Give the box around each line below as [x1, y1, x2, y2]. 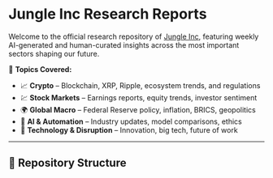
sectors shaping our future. [8, 49, 100, 58]
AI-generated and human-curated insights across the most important [8, 40, 240, 49]
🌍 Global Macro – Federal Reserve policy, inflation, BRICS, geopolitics [19, 104, 256, 114]
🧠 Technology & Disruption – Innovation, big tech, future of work [19, 125, 238, 134]
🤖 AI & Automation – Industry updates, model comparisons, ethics [19, 117, 242, 126]
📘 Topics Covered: [8, 64, 72, 74]
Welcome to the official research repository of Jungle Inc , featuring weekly [8, 32, 259, 41]
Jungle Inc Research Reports [8, 5, 207, 23]
